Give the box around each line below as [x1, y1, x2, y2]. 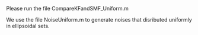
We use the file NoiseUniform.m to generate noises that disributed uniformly [6, 16, 193, 23]
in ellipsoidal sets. [6, 23, 50, 29]
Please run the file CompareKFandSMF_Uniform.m [6, 5, 129, 12]
